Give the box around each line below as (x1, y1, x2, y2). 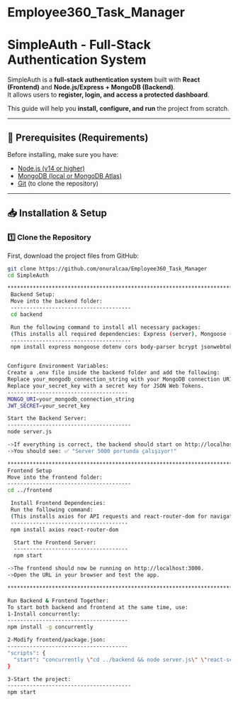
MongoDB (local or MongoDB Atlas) (17, 171, 123, 180)
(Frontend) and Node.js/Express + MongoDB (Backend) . (7, 83, 176, 92)
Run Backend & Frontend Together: (7, 597, 110, 604)
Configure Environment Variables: (7, 363, 110, 370)
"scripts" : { (7, 649, 46, 657)
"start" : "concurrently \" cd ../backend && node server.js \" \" (13, 656, 208, 663)
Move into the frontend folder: (7, 474, 103, 481)
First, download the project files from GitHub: (7, 251, 140, 260)
